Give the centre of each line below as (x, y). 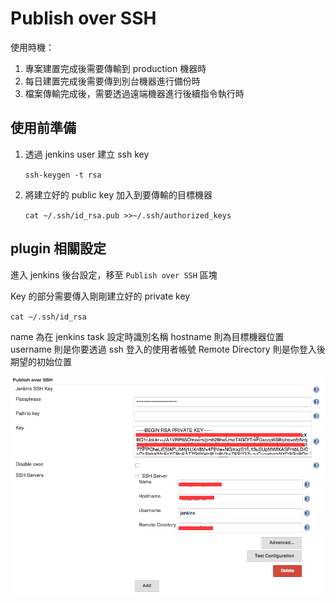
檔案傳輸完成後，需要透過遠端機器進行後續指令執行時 (134, 93)
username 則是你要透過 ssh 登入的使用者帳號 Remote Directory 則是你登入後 (168, 349)
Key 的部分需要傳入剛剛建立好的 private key (100, 296)
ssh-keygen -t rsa (63, 175)
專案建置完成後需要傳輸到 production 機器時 (115, 68)
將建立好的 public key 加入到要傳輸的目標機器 (118, 194)
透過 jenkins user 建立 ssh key (87, 154)
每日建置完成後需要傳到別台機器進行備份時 (112, 81)
